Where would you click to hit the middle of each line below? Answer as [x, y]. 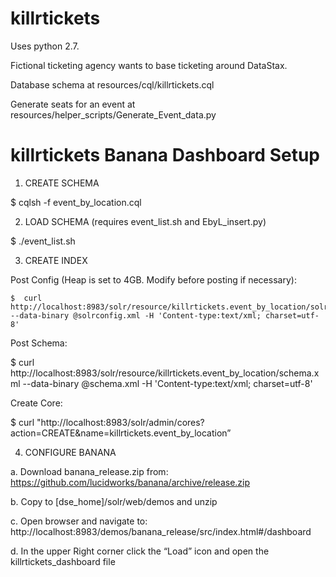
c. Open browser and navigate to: [79, 521]
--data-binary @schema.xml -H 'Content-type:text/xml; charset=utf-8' [167, 383]
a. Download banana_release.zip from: [89, 471]
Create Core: [36, 403]
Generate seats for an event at [73, 104]
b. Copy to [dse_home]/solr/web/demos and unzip [114, 501]
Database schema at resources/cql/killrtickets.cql [112, 84]
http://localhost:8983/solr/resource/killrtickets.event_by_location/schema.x [165, 373]
